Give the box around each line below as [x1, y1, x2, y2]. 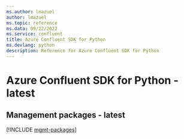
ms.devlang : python [6, 43, 55, 49]
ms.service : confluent [6, 31, 63, 37]
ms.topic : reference [6, 20, 58, 26]
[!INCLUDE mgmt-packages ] [6, 126, 77, 133]
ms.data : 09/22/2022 [6, 25, 58, 32]
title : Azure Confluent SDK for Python [6, 37, 106, 43]
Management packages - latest [6, 110, 126, 120]
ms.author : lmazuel [6, 8, 55, 15]
